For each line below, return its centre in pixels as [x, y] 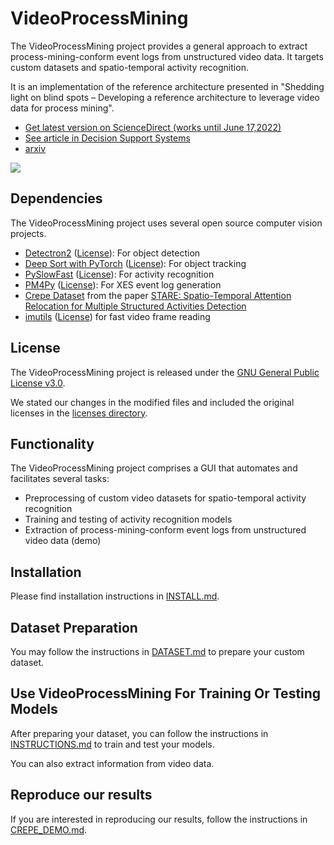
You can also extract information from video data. [112, 763]
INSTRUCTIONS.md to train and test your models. [112, 744]
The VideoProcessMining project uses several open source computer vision [166, 223]
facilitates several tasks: [60, 479]
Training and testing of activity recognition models [128, 519]
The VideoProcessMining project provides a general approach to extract [159, 46]
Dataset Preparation [74, 627]
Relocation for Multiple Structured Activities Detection [135, 306]
